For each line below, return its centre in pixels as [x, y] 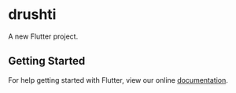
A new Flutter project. [43, 36]
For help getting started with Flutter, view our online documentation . [118, 80]
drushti [32, 15]
